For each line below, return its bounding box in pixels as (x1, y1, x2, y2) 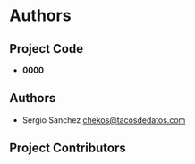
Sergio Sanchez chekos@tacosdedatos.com (21, 114, 186, 125)
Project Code (9, 41, 83, 56)
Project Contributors (9, 141, 127, 156)
